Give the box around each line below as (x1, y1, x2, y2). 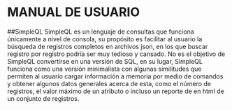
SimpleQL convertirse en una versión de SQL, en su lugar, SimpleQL (7, 57, 203, 65)
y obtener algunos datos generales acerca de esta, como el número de (7, 79, 212, 88)
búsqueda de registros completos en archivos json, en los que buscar (7, 42, 208, 50)
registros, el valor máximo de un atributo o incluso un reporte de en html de (7, 87, 225, 95)
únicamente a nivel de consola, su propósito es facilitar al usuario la (7, 34, 203, 43)
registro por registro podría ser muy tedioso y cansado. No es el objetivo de (7, 50, 226, 58)
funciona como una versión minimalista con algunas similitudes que (7, 64, 202, 73)
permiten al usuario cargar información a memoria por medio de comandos (7, 71, 224, 81)
